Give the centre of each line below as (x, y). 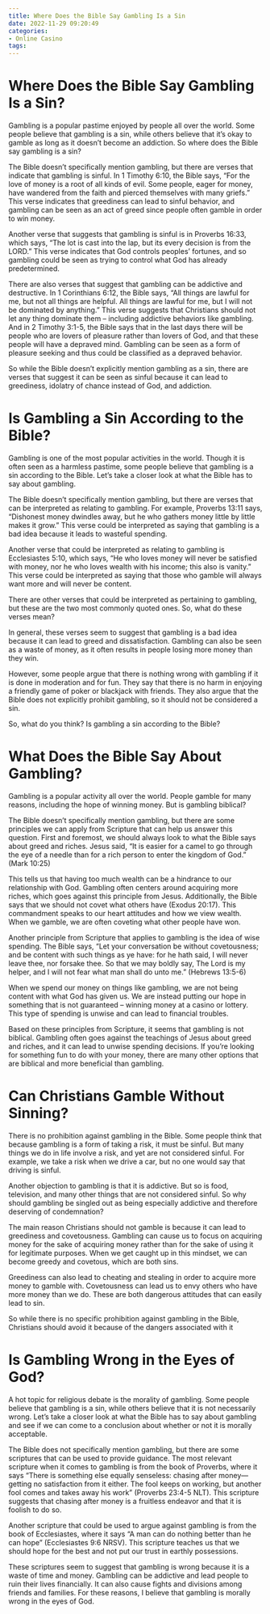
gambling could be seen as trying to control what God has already (118, 260)
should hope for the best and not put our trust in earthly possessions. (124, 1551)
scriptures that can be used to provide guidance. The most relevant (120, 1458)
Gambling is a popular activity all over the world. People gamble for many (130, 796)
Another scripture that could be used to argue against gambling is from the (133, 1525)
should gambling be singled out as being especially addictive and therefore (133, 1202)
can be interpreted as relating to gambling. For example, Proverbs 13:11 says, (135, 508)
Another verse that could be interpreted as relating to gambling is (117, 549)
